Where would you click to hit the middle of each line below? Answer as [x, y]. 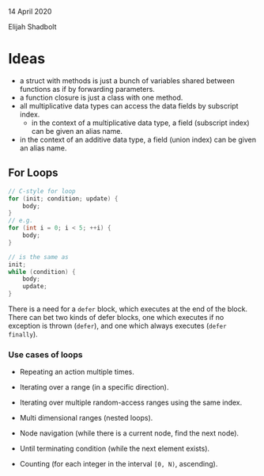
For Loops [33, 173]
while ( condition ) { [42, 272]
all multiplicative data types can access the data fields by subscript [129, 105]
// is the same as [38, 257]
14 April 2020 [30, 11]
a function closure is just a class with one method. [101, 97]
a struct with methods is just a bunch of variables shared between [127, 80]
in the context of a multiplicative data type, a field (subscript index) [141, 123]
